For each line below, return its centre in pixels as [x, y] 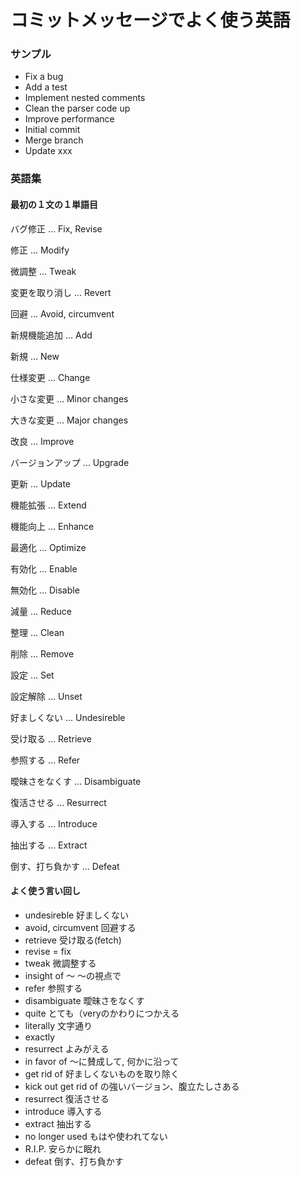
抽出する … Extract [49, 845]
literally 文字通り [58, 1025]
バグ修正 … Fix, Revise [56, 228]
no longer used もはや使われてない [96, 1136]
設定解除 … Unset [46, 696]
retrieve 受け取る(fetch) [73, 940]
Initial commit [52, 130]
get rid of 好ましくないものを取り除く [102, 1073]
